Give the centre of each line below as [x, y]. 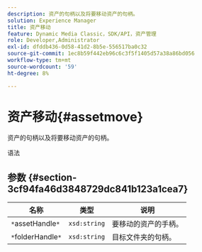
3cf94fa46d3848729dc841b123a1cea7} [98, 189]
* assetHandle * [35, 224]
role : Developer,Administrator [54, 40]
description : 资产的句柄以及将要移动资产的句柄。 [73, 14]
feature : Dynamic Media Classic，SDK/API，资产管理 [82, 34]
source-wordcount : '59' [43, 67]
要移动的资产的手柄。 [147, 224]
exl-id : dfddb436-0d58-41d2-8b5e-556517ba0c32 [77, 47]
